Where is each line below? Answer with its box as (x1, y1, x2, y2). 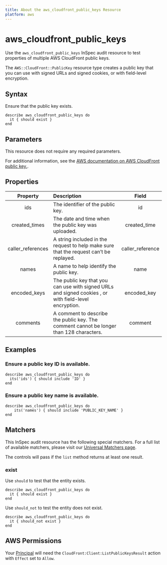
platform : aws (5, 12, 35, 17)
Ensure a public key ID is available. (5, 361, 90, 368)
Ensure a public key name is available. (5, 392, 99, 399)
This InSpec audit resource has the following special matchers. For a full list (5, 439, 160, 445)
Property (17, 192, 39, 199)
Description (53, 192, 82, 199)
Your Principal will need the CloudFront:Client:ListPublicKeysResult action (5, 550, 161, 556)
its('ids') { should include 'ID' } (9, 376, 85, 381)
